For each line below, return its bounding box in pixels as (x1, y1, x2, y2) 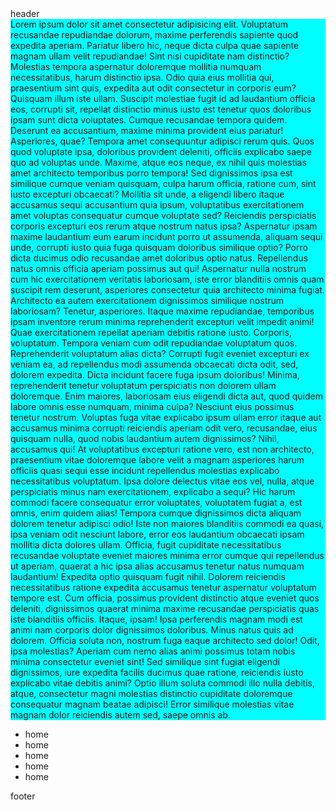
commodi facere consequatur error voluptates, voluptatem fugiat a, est (10, 497, 303, 508)
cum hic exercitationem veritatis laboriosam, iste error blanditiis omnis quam (10, 273, 325, 285)
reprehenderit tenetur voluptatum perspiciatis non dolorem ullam (10, 380, 277, 391)
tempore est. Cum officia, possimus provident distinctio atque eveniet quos (10, 592, 320, 604)
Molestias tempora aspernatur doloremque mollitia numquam (10, 61, 262, 72)
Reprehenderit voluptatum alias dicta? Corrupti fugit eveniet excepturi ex (10, 348, 310, 359)
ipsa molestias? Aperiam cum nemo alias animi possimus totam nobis (10, 645, 296, 657)
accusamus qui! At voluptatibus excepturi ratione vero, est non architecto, (10, 443, 315, 455)
